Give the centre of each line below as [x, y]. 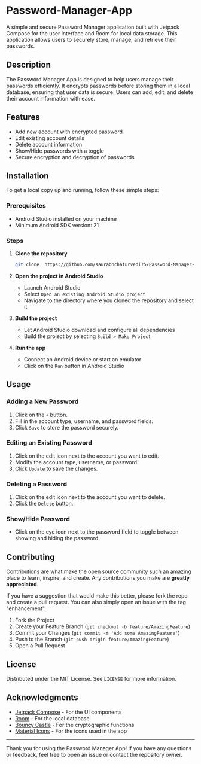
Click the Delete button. [44, 504]
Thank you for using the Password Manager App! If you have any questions [99, 748]
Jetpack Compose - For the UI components [68, 712]
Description [28, 65]
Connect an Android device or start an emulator [83, 359]
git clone [27, 264]
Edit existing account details [50, 138]
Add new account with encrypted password [69, 132]
